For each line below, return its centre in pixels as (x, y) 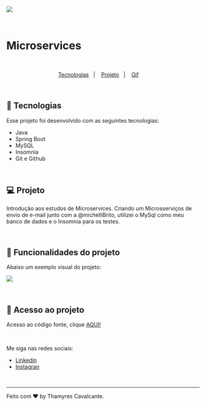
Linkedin (26, 360)
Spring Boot (30, 139)
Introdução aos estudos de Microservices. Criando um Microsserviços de (99, 208)
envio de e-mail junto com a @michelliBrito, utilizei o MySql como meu (95, 215)
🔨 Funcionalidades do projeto (63, 252)
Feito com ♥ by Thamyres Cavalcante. (55, 396)
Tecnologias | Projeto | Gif (98, 74)
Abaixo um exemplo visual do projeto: (54, 267)
